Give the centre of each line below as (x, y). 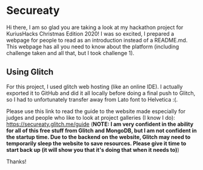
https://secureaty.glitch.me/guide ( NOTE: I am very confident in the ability (100, 124)
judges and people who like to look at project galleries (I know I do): (91, 117)
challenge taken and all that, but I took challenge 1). (70, 53)
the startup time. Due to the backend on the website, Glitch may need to (98, 137)
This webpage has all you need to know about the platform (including (93, 47)
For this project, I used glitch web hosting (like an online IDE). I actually (95, 87)
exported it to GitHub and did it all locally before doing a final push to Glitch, (101, 93)
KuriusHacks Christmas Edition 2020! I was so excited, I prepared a (90, 33)
